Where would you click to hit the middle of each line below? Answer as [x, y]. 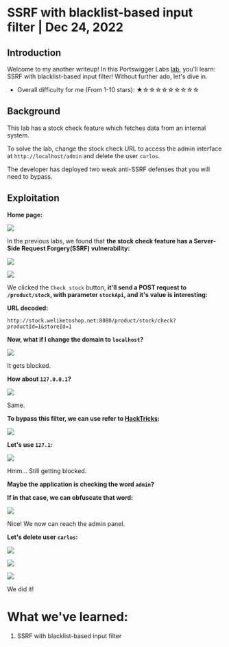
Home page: [25, 215]
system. [18, 135]
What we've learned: [68, 616]
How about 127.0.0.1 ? [39, 379]
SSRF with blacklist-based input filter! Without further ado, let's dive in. [107, 76]
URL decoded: [28, 308]
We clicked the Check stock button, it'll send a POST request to [97, 287]
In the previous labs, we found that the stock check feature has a [100, 241]
